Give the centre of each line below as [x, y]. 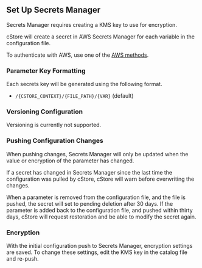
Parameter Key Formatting [46, 71]
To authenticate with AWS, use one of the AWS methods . [78, 55]
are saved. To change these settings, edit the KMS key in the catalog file [97, 252]
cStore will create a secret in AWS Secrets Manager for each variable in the [100, 37]
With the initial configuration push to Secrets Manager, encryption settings [99, 246]
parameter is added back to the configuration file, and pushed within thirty [99, 210]
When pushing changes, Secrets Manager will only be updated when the [97, 154]
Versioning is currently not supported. [54, 125]
